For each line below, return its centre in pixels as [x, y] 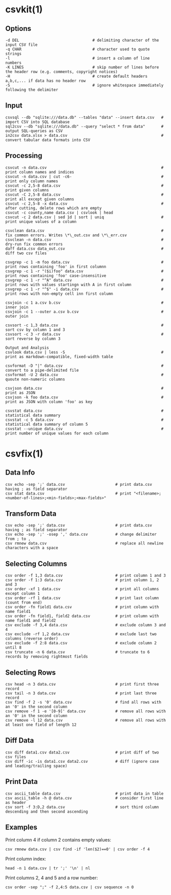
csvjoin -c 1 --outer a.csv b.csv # [84, 312]
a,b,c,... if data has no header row [46, 81]
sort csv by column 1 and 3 [35, 330]
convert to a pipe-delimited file [42, 370]
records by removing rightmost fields [47, 657]
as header [16, 802]
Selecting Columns [36, 564]
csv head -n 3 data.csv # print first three [82, 685]
